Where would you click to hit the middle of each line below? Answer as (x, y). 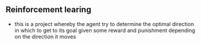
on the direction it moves (45, 36)
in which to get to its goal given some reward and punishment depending (105, 30)
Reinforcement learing (48, 10)
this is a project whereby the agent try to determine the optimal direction (104, 24)
